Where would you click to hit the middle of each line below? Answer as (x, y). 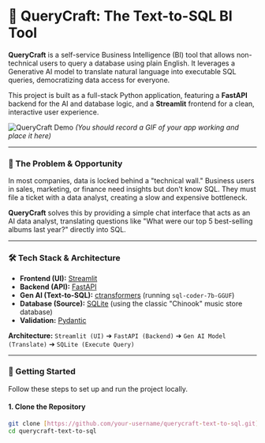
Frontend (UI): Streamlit (58, 278)
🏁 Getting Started (42, 372)
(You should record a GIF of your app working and (157, 127)
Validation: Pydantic (53, 320)
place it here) (30, 135)
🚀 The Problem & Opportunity (65, 163)
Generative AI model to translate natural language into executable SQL (122, 71)
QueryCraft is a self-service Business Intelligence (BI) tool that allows (121, 54)
